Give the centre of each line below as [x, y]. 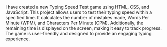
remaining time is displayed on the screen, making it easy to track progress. [83, 28]
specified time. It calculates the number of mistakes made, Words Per [77, 18]
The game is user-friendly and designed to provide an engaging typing [78, 34]
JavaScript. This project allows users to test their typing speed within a [79, 12]
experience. [18, 39]
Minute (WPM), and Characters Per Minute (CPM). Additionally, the [74, 23]
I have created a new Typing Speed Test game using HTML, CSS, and [77, 7]
